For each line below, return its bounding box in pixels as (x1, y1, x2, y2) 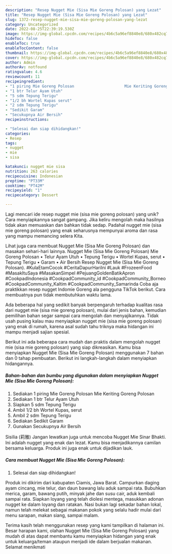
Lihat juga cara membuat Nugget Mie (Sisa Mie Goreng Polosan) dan (5, 243, 150, 249)
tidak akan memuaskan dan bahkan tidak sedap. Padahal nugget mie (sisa (5, 222, 162, 228)
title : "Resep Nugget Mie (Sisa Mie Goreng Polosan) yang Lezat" (5, 12, 147, 17)
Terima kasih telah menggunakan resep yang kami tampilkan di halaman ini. (5, 522, 165, 528)
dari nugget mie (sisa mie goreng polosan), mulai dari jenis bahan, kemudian (5, 307, 166, 313)
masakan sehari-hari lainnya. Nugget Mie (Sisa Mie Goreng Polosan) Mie (5, 248, 159, 254)
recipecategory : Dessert (5, 193, 58, 198)
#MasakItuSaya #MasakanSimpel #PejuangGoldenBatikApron (5, 270, 135, 276)
